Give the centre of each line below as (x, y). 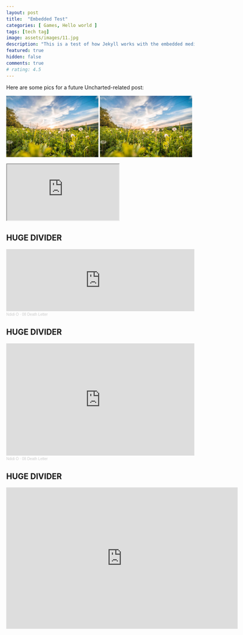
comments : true (25, 63)
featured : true (25, 51)
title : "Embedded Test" (37, 19)
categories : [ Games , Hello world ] (52, 25)
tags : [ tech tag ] (28, 32)
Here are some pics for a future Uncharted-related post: (75, 87)
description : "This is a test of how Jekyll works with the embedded (95, 44)
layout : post (22, 13)
